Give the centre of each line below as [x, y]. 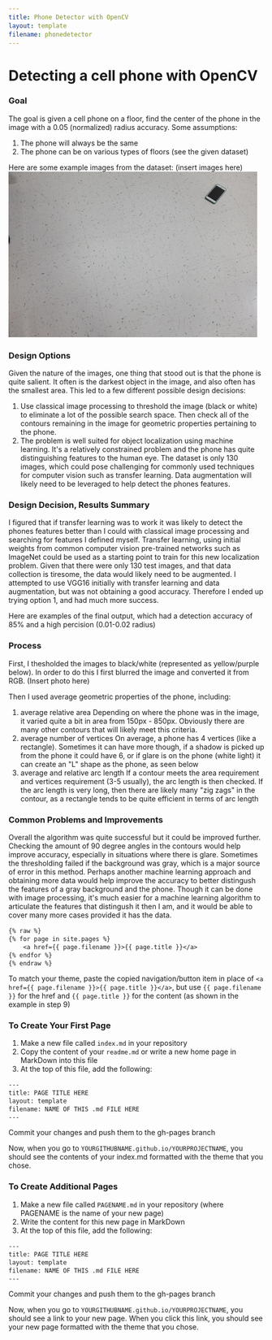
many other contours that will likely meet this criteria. [108, 729]
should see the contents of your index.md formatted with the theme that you [136, 1157]
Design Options [40, 355]
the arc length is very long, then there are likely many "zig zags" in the [138, 790]
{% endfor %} [30, 956]
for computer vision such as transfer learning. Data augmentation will [136, 475]
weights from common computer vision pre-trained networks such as [125, 549]
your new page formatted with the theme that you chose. [104, 1327]
